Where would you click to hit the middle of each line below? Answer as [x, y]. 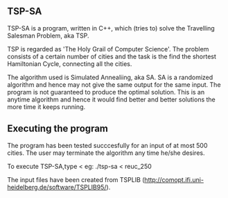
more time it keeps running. [46, 106]
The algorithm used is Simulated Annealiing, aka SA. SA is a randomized [110, 77]
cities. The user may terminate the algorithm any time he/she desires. [106, 153]
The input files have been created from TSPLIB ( [76, 179]
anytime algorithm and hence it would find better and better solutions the [112, 99]
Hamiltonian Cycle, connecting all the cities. [70, 64]
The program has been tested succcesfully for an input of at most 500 [107, 145]
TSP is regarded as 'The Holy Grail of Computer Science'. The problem [108, 49]
